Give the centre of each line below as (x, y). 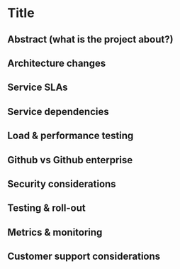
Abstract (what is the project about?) (90, 39)
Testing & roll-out (47, 208)
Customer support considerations (84, 257)
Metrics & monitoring (55, 232)
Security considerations (62, 183)
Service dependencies (58, 111)
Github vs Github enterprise (70, 160)
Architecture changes (57, 63)
